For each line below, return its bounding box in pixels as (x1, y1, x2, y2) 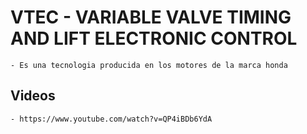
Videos (10, 87, 56, 105)
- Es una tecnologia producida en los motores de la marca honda (10, 60, 288, 70)
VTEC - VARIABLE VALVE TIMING (10, 6, 292, 29)
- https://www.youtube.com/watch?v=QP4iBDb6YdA (10, 114, 213, 124)
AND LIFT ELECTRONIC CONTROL (10, 27, 298, 50)
